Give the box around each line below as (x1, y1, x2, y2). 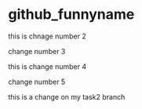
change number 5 (8, 77, 66, 86)
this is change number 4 (8, 61, 87, 71)
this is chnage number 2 (8, 31, 86, 41)
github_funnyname (8, 5, 135, 24)
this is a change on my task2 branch (8, 92, 126, 101)
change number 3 (8, 46, 66, 56)
